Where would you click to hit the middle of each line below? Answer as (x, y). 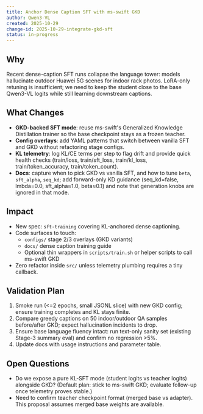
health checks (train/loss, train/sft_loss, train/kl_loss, (81, 160)
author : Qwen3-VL (28, 18)
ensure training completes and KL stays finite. (73, 312)
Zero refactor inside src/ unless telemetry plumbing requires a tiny (99, 265)
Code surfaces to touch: (45, 233)
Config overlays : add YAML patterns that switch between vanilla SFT (102, 140)
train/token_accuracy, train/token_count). (67, 166)
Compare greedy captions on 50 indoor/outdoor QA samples (91, 319)
